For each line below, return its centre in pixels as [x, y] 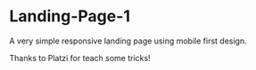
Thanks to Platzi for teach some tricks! [80, 58]
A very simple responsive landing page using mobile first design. [128, 41]
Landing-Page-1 [70, 16]
